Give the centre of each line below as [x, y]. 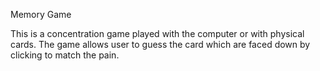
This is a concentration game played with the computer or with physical [157, 33]
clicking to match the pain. [65, 55]
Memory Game [41, 14]
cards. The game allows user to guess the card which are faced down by [160, 44]
